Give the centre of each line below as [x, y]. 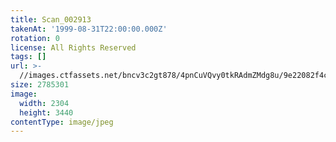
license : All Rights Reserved [73, 47]
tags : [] [28, 57]
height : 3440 [46, 112]
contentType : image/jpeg [62, 122]
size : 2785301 [40, 85]
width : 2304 [44, 103]
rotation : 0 [35, 38]
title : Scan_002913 [51, 19]
